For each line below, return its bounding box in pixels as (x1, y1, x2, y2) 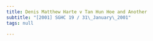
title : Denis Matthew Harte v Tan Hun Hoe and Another (6, 8, 148, 15)
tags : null (6, 20, 34, 26)
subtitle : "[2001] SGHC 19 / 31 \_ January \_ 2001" (6, 14, 131, 20)
